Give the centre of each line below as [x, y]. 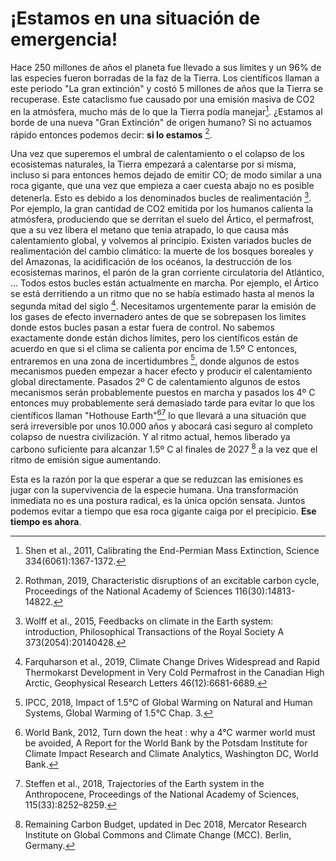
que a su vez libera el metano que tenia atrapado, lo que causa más [149, 229]
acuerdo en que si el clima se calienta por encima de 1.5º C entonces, [154, 348]
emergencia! [64, 39]
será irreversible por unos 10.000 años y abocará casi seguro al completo [161, 426]
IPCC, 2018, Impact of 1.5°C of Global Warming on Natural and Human [168, 702]
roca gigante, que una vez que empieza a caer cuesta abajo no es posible [162, 186]
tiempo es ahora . [46, 521]
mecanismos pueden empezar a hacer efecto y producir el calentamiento [161, 371]
